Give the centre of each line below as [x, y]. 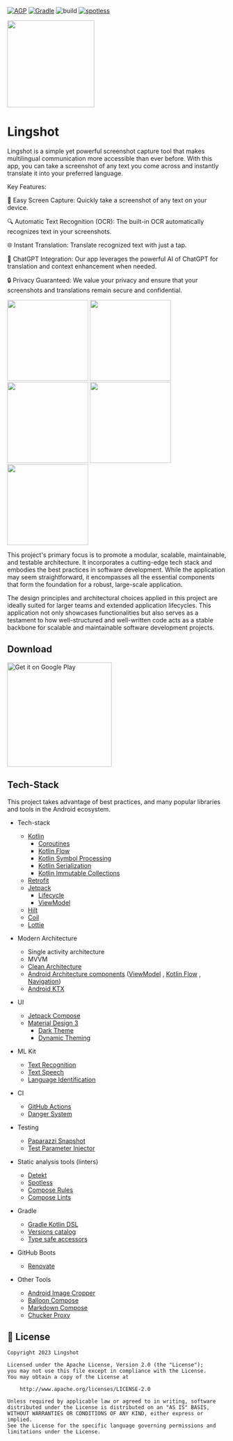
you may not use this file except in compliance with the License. [107, 1371]
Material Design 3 [53, 1023]
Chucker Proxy [49, 1315]
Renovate [41, 1266]
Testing [28, 1127]
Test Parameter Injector [61, 1148]
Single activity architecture [66, 951]
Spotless [40, 1182]
